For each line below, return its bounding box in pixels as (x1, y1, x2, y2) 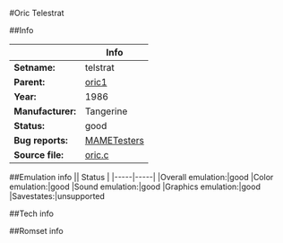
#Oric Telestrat (9, 8, 64, 18)
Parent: (13, 76, 46, 88)
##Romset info (9, 226, 64, 236)
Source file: (13, 149, 64, 161)
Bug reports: (13, 135, 69, 146)
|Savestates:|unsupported (9, 191, 106, 201)
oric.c (84, 149, 109, 161)
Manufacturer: (13, 105, 77, 117)
